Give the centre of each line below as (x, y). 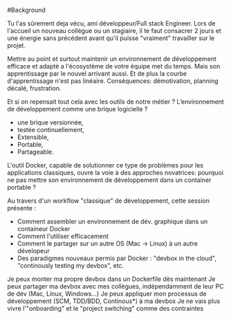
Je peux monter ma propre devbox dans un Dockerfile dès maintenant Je (111, 279)
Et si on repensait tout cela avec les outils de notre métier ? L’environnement (116, 102)
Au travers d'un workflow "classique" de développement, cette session (108, 201)
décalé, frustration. (34, 88)
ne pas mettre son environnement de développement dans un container (109, 180)
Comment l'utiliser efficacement (63, 236)
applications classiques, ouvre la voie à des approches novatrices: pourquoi (115, 173)
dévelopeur (34, 251)
